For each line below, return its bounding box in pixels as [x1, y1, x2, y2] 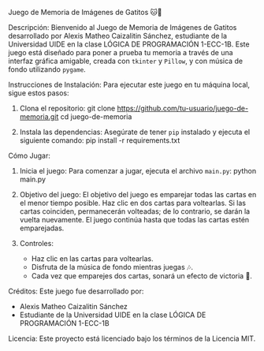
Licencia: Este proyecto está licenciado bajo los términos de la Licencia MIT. [8, 334, 256, 343]
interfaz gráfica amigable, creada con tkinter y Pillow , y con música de [8, 56, 243, 65]
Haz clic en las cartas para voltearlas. [31, 254, 154, 263]
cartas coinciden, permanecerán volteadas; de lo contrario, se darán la [19, 207, 251, 216]
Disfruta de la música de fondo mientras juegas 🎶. [31, 263, 193, 271]
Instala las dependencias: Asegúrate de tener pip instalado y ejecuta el [19, 127, 251, 136]
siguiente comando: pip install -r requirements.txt [19, 136, 180, 145]
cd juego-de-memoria [60, 112, 132, 121]
